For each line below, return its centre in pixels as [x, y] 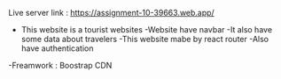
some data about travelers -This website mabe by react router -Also [145, 39]
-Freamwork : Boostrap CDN [60, 65]
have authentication [57, 48]
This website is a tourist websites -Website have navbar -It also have [146, 29]
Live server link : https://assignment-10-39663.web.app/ [111, 13]
